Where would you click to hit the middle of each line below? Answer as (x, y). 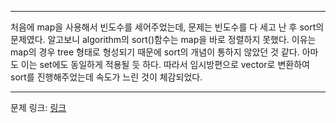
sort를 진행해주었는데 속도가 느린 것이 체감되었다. (106, 77)
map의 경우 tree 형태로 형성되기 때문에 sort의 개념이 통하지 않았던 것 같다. (155, 52)
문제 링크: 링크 (38, 107)
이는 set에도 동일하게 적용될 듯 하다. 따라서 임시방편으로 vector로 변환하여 (165, 64)
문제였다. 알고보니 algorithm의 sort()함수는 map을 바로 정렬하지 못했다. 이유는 (163, 39)
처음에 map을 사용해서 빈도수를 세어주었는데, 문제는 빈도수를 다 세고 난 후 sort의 (167, 27)
